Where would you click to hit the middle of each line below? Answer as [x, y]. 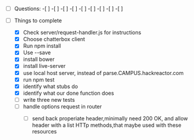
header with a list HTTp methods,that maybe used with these [107, 125]
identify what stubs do [51, 86]
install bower [39, 60]
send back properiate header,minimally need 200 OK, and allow [110, 118]
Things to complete [38, 21]
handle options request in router [62, 106]
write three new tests [49, 99]
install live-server [44, 66]
